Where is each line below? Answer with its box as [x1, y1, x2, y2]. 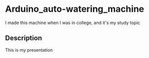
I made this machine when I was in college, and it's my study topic [5, 20, 140, 26]
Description [5, 34, 42, 42]
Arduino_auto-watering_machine [5, 3, 145, 15]
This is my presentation [5, 47, 53, 53]
